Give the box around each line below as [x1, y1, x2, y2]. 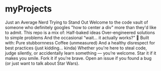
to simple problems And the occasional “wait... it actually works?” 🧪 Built [5, 35, 149, 41]
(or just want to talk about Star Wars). [5, 60, 80, 66]
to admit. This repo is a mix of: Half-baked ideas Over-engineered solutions [5, 29, 155, 35]
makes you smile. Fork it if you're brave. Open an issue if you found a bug [5, 55, 152, 61]
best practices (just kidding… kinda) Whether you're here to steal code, [5, 45, 147, 51]
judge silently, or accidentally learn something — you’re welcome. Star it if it [5, 50, 156, 56]
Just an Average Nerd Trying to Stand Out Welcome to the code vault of [5, 19, 148, 25]
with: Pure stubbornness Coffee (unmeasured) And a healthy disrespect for [5, 40, 155, 45]
